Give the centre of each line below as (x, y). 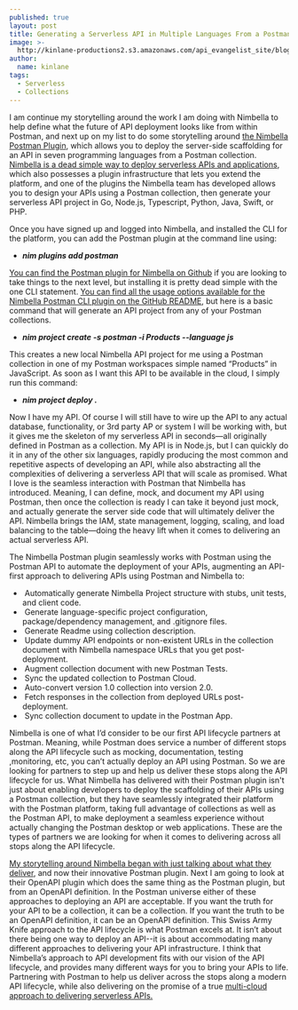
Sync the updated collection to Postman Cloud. (110, 678)
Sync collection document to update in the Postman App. (129, 715)
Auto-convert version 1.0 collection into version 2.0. (119, 687)
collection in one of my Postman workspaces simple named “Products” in (143, 363)
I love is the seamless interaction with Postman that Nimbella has (128, 483)
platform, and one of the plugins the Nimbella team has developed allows (143, 183)
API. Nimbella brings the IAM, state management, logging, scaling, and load (147, 521)
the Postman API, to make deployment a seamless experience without (137, 817)
